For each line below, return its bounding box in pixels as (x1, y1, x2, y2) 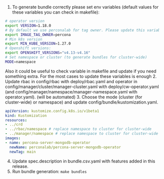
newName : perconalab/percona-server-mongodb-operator (9, 144, 121, 150)
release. (12, 163, 29, 169)
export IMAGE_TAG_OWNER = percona (5, 32, 71, 37)
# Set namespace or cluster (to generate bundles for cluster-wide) (5, 55, 147, 60)
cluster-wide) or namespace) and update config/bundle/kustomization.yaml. (5, 99, 159, 105)
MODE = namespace (5, 59, 36, 64)
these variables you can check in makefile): (12, 9, 100, 15)
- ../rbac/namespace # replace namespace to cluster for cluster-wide (5, 126, 152, 132)
